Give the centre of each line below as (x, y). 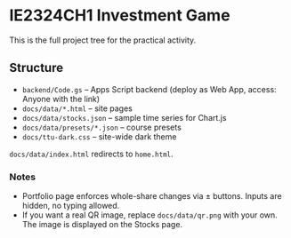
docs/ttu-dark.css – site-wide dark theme (99, 136)
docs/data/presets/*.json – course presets (102, 127)
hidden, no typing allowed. (71, 206)
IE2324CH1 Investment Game (120, 16)
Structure (36, 68)
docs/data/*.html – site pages (77, 108)
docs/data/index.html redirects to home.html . (91, 154)
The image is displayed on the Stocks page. (102, 225)
